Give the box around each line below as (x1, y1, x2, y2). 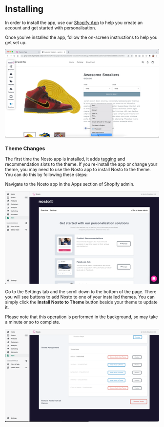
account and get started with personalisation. (5, 25, 96, 30)
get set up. (5, 39, 27, 45)
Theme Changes (5, 145, 45, 151)
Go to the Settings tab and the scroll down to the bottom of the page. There (5, 288, 157, 295)
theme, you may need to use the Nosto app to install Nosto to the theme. (5, 167, 151, 173)
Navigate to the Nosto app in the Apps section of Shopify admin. (5, 181, 135, 187)
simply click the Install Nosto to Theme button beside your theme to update (5, 299, 158, 305)
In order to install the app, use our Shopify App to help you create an (5, 20, 143, 25)
